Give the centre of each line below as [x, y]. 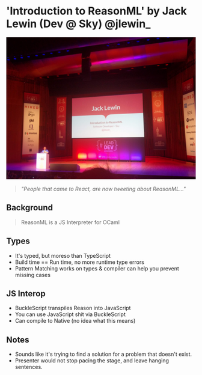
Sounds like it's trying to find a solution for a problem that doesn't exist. [103, 354]
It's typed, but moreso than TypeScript [63, 255]
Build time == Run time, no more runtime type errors [79, 262]
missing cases [33, 275]
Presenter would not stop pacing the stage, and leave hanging [92, 361]
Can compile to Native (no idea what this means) [75, 321]
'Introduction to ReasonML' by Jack [97, 11]
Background [29, 208]
